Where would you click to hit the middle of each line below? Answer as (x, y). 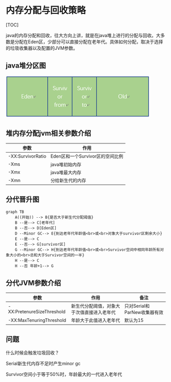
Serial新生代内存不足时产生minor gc (43, 363)
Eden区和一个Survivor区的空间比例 (87, 156)
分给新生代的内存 (69, 181)
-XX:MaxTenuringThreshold (37, 320)
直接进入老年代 (100, 312)
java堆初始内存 (66, 164)
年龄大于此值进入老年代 (95, 320)
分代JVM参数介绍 (33, 283)
